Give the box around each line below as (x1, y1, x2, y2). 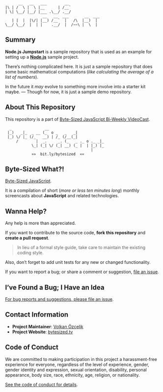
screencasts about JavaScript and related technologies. (5, 193, 119, 199)
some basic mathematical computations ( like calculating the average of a (5, 69, 154, 74)
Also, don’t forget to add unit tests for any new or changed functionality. (5, 259, 151, 265)
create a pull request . (5, 235, 50, 241)
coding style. (17, 250, 44, 256)
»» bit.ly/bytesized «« (31, 151, 84, 156)
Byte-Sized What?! (5, 165, 65, 174)
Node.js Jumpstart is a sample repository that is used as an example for (5, 48, 152, 55)
